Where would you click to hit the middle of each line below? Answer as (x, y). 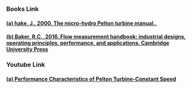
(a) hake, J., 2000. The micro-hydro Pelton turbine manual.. (81, 23)
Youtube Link (26, 65)
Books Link (22, 9)
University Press (27, 49)
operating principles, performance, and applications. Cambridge (88, 43)
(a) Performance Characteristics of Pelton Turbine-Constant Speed (91, 78)
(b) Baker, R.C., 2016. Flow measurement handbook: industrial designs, (96, 37)
